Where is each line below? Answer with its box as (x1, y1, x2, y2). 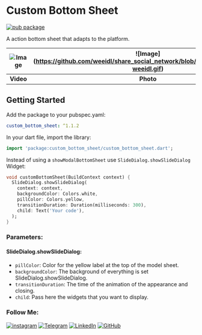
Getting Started (6, 95, 66, 105)
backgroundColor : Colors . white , (17, 191, 98, 197)
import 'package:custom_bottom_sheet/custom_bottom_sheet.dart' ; (6, 145, 173, 151)
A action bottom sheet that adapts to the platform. (6, 35, 130, 42)
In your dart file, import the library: (6, 134, 91, 141)
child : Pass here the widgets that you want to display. (14, 293, 149, 301)
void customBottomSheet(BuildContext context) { (6, 174, 130, 180)
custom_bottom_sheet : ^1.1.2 (6, 123, 79, 129)
